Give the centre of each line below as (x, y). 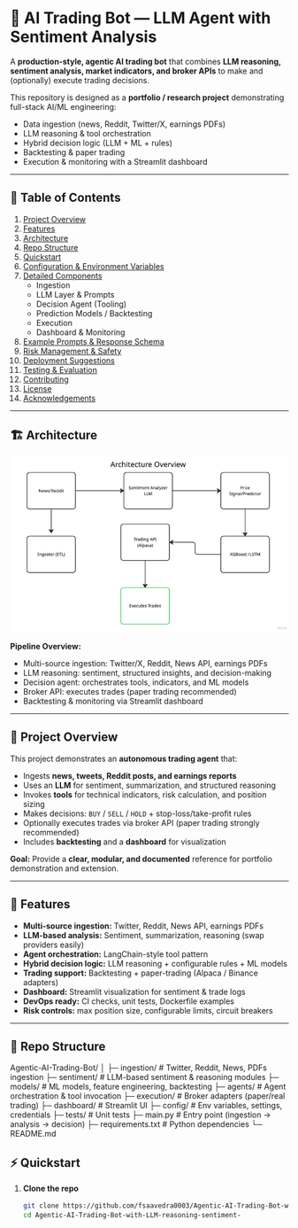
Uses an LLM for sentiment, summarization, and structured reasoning (149, 785)
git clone (41, 1206)
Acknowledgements (59, 398)
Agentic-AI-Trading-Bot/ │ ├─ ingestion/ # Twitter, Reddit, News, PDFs (139, 1068)
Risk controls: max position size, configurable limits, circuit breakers (148, 1010)
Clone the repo (50, 1189)
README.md (33, 1134)
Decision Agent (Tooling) (81, 304)
